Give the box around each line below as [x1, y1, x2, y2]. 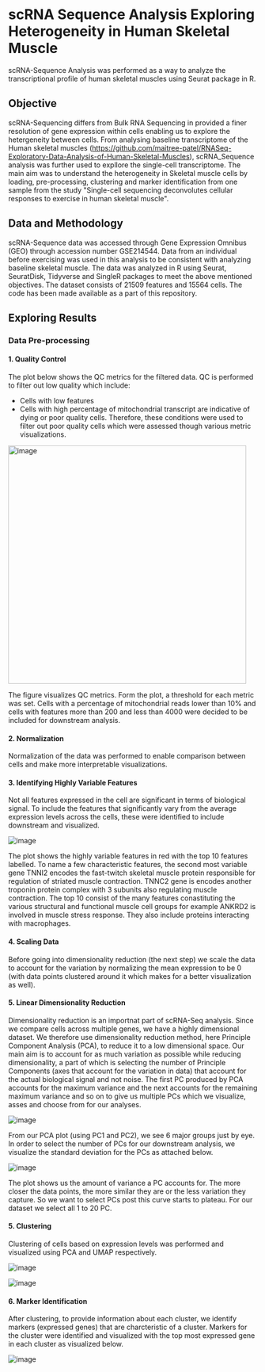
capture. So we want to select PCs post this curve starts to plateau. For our [8, 1194, 253, 1204]
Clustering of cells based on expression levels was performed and [8, 1239, 224, 1249]
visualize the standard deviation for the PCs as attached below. [8, 1147, 214, 1156]
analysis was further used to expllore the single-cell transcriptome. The [8, 160, 241, 170]
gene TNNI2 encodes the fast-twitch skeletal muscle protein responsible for [8, 868, 256, 877]
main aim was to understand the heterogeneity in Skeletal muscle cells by [8, 168, 248, 178]
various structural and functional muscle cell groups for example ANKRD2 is [8, 902, 256, 911]
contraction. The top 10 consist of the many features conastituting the [8, 893, 236, 903]
